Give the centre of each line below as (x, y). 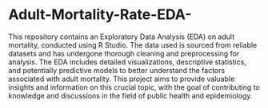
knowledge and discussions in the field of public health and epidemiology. (130, 95)
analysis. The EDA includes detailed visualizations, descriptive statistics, (127, 62)
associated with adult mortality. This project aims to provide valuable (122, 79)
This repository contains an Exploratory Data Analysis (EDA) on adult (122, 37)
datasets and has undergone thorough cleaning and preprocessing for (124, 53)
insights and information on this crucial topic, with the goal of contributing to (134, 87)
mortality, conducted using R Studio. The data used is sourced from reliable (133, 44)
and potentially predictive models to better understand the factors (117, 70)
